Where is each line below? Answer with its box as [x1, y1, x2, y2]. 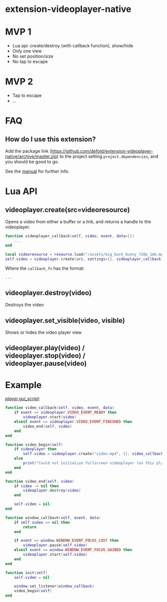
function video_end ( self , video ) [5, 479, 75, 484]
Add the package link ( [5, 148, 52, 154]
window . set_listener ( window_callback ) [14, 584, 94, 589]
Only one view [12, 48, 42, 54]
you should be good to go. [5, 159, 59, 165]
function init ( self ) [5, 570, 48, 575]
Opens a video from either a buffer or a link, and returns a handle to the [5, 219, 152, 225]
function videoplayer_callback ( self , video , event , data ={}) [5, 234, 135, 239]
